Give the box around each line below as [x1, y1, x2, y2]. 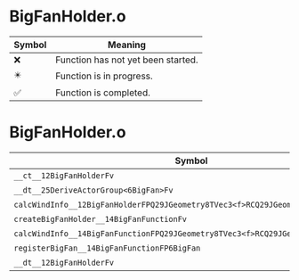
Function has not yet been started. [54, 54, 198, 66]
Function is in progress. [54, 70, 153, 82]
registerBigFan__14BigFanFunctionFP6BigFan [13, 243, 201, 253]
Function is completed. [54, 86, 151, 99]
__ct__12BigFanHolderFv [13, 170, 115, 180]
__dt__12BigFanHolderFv [13, 257, 115, 268]
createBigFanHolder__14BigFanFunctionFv [13, 214, 187, 224]
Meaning [108, 38, 147, 51]
